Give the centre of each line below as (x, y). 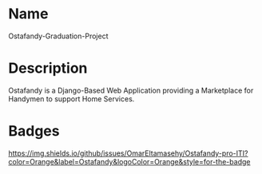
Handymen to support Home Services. (71, 99)
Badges (34, 131)
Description (48, 68)
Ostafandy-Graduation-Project (58, 36)
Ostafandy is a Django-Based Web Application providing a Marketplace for (131, 90)
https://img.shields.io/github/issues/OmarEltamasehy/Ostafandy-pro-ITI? (128, 153)
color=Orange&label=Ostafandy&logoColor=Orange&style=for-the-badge (129, 161)
